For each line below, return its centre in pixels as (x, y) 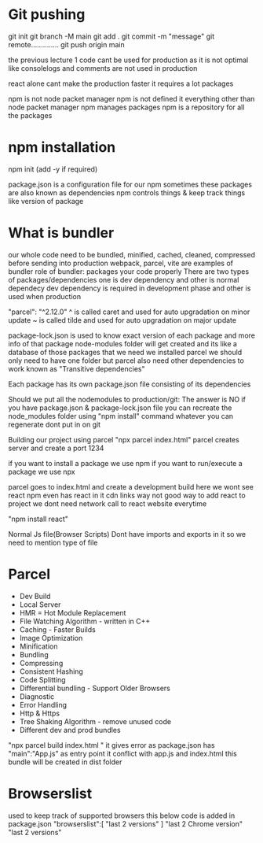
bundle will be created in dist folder (65, 762)
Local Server (40, 605)
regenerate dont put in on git (54, 424)
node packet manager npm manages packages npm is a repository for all (126, 107)
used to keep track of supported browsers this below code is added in (122, 815)
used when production (44, 296)
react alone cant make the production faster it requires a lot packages (121, 83)
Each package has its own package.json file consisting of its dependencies (130, 384)
